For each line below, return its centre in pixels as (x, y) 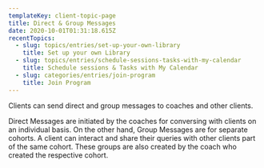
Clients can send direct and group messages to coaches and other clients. (131, 106)
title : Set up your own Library (76, 53)
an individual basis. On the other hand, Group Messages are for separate (128, 130)
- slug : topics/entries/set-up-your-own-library (98, 46)
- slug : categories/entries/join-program (86, 75)
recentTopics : (32, 38)
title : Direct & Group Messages (62, 23)
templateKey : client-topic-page (62, 16)
